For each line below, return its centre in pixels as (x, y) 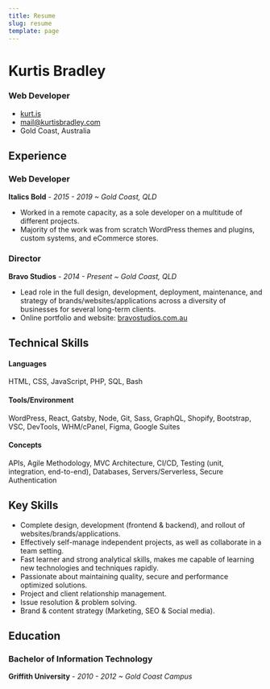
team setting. (42, 550)
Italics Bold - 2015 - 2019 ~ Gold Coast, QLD (83, 196)
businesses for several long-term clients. (88, 309)
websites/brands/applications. (70, 533)
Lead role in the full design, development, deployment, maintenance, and (141, 292)
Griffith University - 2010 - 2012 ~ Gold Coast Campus (100, 676)
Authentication (33, 480)
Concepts (25, 445)
